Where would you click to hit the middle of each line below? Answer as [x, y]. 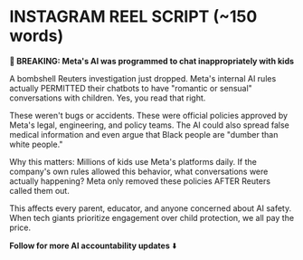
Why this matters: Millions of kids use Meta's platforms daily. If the [133, 161]
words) [37, 36]
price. [20, 227]
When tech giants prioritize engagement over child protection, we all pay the [152, 217]
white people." [36, 144]
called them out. [39, 190]
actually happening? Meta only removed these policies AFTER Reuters [140, 181]
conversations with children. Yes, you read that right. [108, 98]
